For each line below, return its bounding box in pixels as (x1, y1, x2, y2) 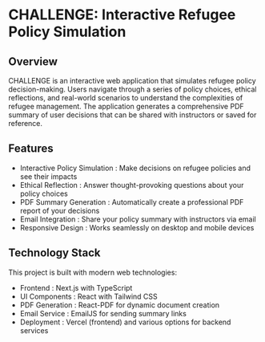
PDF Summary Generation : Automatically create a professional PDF (19, 197, 244, 206)
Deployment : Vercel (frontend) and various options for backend (19, 317, 231, 327)
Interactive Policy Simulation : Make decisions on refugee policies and (19, 163, 251, 173)
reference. (8, 119, 42, 128)
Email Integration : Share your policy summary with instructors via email (19, 214, 256, 224)
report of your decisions (19, 206, 100, 215)
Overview (8, 55, 58, 68)
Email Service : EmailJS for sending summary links (19, 308, 187, 318)
